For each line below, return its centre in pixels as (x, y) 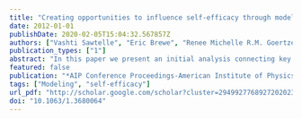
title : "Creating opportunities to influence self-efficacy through (140, 17)
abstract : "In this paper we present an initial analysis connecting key (151, 59)
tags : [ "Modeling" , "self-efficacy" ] (80, 84)
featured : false (40, 68)
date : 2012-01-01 (42, 26)
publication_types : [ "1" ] (58, 51)
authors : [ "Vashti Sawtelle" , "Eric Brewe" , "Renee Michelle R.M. (136, 42)
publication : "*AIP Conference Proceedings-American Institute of (136, 76)
